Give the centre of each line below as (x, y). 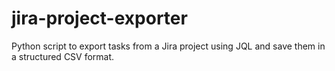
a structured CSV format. (63, 56)
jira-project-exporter (99, 18)
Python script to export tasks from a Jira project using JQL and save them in (168, 46)
